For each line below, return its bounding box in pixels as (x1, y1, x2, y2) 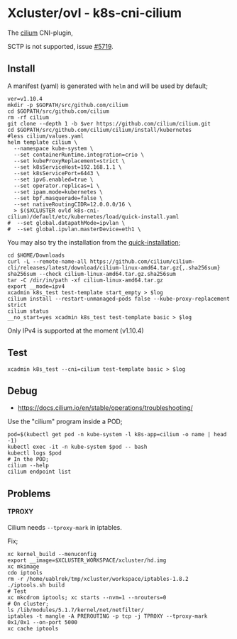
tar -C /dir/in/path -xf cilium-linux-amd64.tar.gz (7, 277, 163, 284)
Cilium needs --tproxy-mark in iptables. (7, 523, 123, 531)
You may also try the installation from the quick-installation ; (7, 238, 181, 246)
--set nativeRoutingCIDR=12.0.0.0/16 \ (13, 201, 132, 208)
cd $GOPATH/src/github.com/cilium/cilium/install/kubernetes (7, 126, 192, 133)
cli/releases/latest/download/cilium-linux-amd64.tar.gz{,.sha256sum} (7, 264, 221, 271)
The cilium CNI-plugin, (7, 28, 73, 37)
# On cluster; (7, 600, 50, 607)
